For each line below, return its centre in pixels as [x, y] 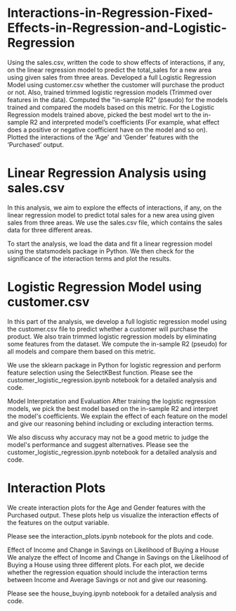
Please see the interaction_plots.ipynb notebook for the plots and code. [111, 536]
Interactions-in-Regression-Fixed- [110, 13]
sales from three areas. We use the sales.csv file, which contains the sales [115, 222]
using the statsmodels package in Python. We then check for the [101, 251]
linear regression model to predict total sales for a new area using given [111, 215]
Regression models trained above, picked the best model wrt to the [104, 115]
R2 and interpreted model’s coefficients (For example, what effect [125, 122]
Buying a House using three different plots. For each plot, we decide [106, 565]
